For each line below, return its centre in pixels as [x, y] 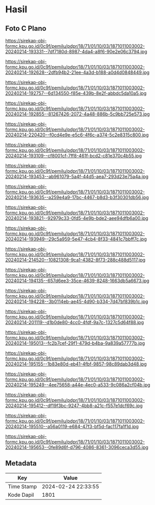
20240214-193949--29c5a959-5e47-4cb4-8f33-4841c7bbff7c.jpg [76, 239]
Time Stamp [23, 487]
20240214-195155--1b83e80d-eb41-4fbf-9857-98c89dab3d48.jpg [76, 364]
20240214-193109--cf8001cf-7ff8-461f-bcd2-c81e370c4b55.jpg [74, 156]
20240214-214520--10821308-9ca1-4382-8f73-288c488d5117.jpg [75, 260]
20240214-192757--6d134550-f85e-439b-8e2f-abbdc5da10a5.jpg [76, 93]
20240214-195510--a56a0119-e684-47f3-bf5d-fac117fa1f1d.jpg [72, 426]
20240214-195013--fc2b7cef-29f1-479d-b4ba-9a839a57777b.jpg [75, 343]
